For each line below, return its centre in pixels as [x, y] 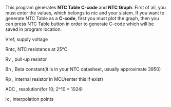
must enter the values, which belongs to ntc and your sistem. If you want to [85, 13]
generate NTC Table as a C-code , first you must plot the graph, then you [82, 18]
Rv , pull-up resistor [26, 59]
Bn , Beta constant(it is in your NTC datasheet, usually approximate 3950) [83, 69]
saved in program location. [34, 29]
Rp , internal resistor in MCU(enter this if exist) [54, 79]
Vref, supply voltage [27, 39]
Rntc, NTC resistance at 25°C [36, 49]
